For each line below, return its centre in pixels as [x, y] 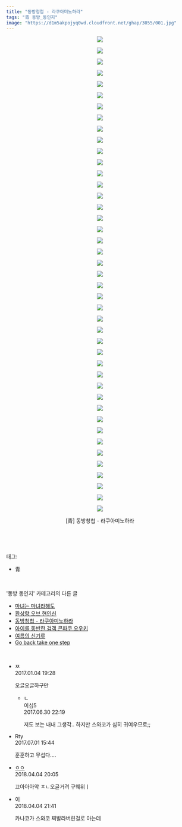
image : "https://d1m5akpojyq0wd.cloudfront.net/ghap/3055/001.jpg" [92, 23]
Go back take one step [43, 643]
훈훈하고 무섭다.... [35, 755]
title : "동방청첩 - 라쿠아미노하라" [45, 12]
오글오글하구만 [32, 685]
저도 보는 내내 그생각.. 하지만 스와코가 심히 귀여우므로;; [87, 725]
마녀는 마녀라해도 [35, 606]
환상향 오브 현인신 [35, 614]
